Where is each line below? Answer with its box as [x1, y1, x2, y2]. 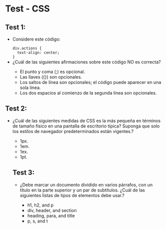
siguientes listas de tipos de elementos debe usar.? [19, 192, 125, 198]
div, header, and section [27, 207, 77, 213]
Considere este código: [12, 36, 61, 42]
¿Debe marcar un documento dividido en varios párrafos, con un [19, 181, 153, 187]
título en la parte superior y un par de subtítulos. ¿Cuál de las [19, 187, 146, 193]
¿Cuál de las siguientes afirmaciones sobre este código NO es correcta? [12, 59, 161, 65]
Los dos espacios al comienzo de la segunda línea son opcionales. [19, 90, 157, 95]
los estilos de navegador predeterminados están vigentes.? [12, 128, 134, 134]
